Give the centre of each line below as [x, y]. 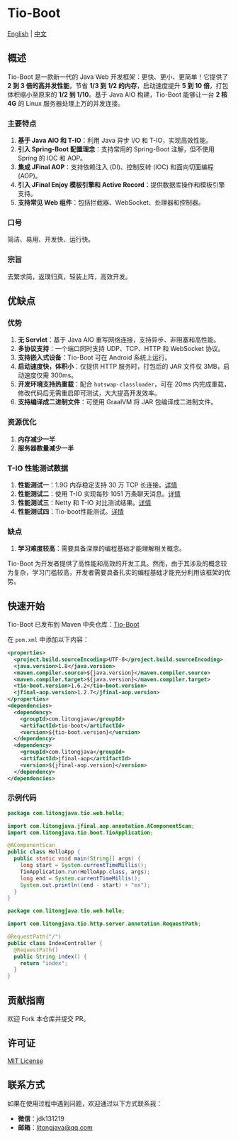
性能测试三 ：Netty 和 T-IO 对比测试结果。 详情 [84, 502]
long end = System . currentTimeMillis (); [80, 878]
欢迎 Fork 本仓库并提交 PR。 [49, 1019]
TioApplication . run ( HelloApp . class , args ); [85, 872]
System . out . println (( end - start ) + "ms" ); [85, 885]
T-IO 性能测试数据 [38, 468]
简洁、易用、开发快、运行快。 [51, 239]
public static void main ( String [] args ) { [77, 859]
